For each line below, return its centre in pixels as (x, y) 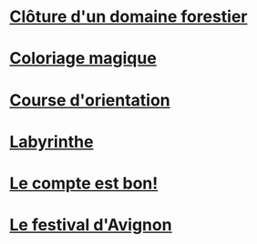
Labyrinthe (51, 142)
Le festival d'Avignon (91, 225)
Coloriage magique (83, 59)
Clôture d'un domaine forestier (128, 17)
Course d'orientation (90, 100)
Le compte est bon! (84, 183)
